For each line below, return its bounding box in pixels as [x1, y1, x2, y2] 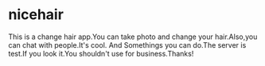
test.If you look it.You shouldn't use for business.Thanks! [8, 49, 194, 58]
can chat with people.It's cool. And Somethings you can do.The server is [8, 40, 247, 49]
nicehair [8, 6, 64, 24]
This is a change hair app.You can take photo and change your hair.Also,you [8, 32, 258, 41]
